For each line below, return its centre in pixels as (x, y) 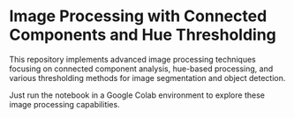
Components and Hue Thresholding (143, 35)
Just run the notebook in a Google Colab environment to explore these (137, 95)
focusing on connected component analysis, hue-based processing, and (141, 69)
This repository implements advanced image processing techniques (132, 59)
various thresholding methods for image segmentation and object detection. (147, 77)
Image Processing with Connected (138, 16)
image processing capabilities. (65, 104)
